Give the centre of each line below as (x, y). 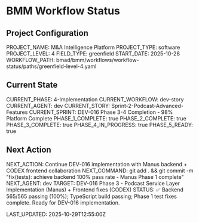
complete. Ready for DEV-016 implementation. (63, 202)
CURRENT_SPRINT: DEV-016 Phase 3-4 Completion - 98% (101, 112)
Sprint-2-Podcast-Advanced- (148, 106)
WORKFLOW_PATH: (30, 60)
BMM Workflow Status (63, 11)
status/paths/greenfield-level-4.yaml (51, 66)
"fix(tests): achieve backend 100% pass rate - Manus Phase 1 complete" (95, 176)
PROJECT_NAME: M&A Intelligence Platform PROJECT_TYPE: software (93, 47)
